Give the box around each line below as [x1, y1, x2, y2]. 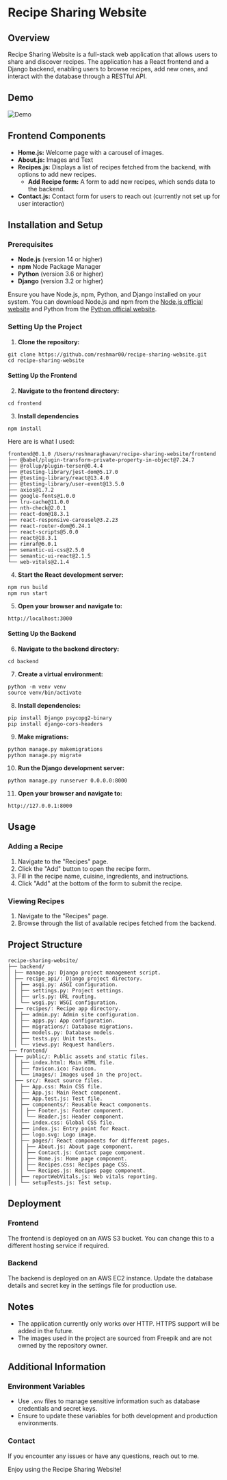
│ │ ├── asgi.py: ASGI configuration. [8, 981, 118, 988]
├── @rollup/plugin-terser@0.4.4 [8, 462, 103, 469]
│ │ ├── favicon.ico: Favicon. [8, 1065, 97, 1072]
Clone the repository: [17, 337, 80, 346]
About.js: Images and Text [17, 156, 94, 164]
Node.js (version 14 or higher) [17, 255, 103, 263]
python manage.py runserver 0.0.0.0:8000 [8, 777, 128, 785]
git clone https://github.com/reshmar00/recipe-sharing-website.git [8, 351, 207, 358]
